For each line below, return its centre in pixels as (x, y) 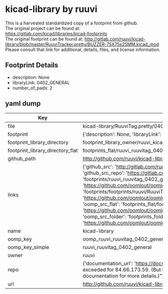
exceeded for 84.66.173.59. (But (121, 270)
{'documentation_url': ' (109, 263)
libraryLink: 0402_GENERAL (41, 82)
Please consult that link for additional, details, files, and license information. (83, 49)
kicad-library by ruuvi (51, 9)
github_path (22, 158)
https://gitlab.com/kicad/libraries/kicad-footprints (56, 33)
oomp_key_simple (28, 247)
